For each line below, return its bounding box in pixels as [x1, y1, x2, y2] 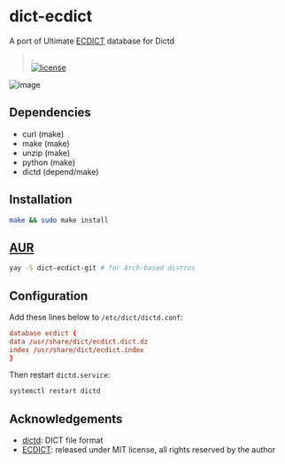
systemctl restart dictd [9, 387, 101, 396]
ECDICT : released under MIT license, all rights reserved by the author [21, 444, 276, 455]
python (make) [21, 157, 76, 168]
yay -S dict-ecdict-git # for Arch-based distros [9, 263, 196, 272]
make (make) [21, 138, 71, 148]
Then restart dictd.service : [9, 370, 111, 381]
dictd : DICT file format [21, 435, 104, 445]
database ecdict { [9, 328, 77, 338]
